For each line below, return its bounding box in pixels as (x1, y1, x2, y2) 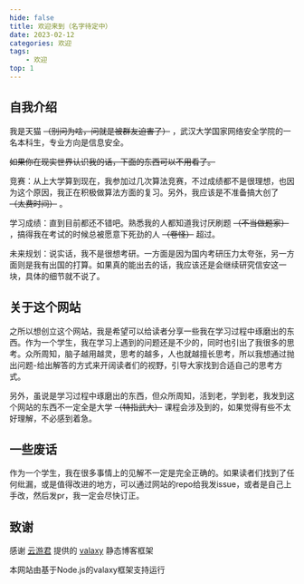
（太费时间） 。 (9, 198, 68, 209)
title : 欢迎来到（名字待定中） (9, 22, 112, 31)
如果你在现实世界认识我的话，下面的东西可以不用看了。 (9, 156, 215, 167)
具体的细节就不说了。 (24, 270, 105, 281)
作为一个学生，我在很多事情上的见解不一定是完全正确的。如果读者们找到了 (9, 468, 287, 479)
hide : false (9, 13, 54, 23)
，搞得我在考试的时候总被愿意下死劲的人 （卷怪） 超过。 (9, 229, 220, 239)
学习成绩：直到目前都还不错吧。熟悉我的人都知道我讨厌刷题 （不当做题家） (9, 217, 290, 228)
